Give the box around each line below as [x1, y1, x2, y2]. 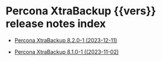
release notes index [5, 17, 106, 30]
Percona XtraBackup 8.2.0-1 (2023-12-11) [14, 36, 117, 44]
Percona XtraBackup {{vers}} [5, 4, 157, 18]
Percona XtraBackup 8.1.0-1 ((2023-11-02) [14, 48, 119, 55]
